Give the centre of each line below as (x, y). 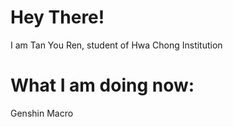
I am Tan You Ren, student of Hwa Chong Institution (116, 45)
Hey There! (57, 17)
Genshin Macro (42, 113)
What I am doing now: (102, 85)
